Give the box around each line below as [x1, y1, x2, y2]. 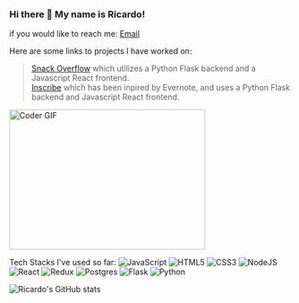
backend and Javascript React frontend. [30, 91, 180, 102]
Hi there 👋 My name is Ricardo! [9, 8, 146, 21]
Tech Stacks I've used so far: [9, 257, 116, 268]
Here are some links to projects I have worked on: [9, 46, 192, 56]
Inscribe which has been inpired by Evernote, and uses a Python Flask [30, 82, 291, 93]
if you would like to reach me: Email [9, 29, 141, 39]
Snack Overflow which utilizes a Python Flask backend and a [30, 63, 257, 74]
